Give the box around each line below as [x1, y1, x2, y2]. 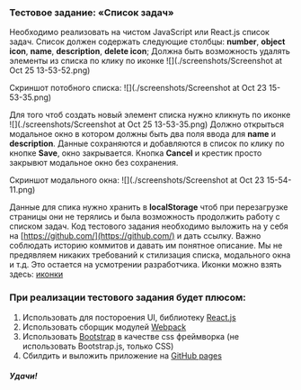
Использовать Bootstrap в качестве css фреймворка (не [22, 331, 240, 341]
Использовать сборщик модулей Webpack [22, 322, 187, 332]
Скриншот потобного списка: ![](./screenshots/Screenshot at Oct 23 [9, 83, 268, 94]
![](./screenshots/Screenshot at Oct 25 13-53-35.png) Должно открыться [9, 119, 285, 130]
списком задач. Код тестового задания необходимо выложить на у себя [9, 221, 289, 231]
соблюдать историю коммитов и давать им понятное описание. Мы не [9, 240, 283, 251]
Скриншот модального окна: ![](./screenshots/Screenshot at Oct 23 [9, 175, 265, 186]
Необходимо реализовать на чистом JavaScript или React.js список [9, 27, 270, 38]
